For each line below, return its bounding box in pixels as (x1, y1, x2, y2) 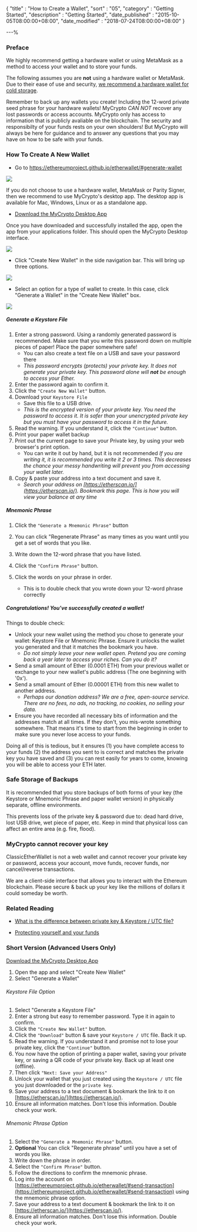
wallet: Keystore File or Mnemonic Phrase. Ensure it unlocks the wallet (14, 637, 185, 644)
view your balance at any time (23, 493, 97, 500)
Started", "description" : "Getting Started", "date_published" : (6, 11, 154, 18)
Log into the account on (14, 1176, 73, 1183)
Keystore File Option (6, 988, 55, 996)
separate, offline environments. (6, 801, 82, 808)
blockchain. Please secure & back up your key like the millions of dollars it (6, 883, 185, 890)
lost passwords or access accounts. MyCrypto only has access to (6, 111, 166, 118)
